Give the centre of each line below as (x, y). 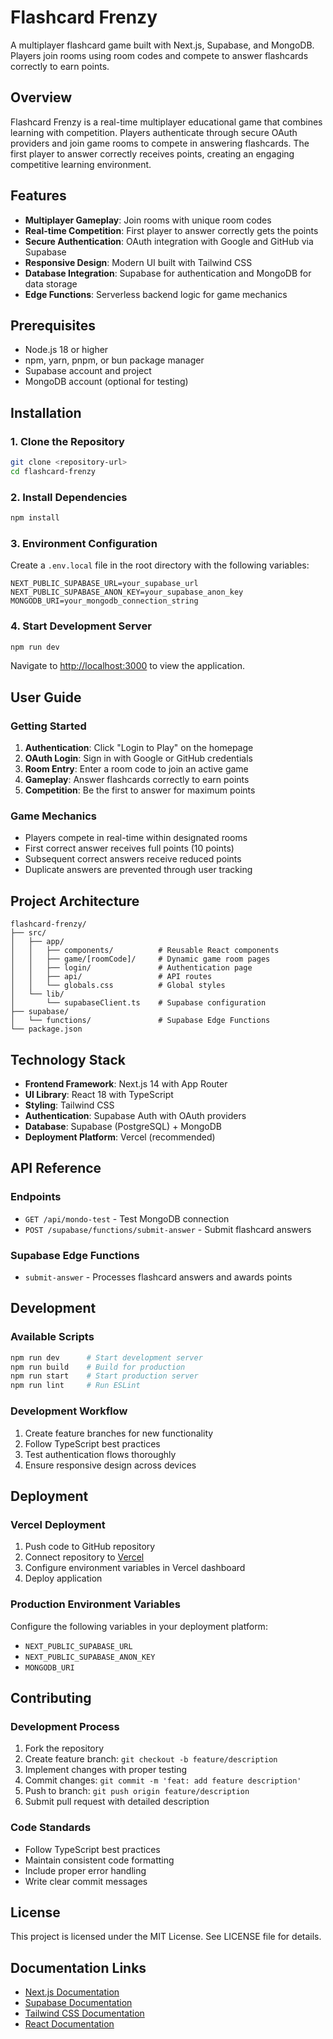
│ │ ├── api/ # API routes (111, 977)
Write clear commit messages (86, 1881)
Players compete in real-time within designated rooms (136, 838)
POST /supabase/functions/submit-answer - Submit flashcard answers (168, 1229)
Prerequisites (53, 325)
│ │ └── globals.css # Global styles (118, 986)
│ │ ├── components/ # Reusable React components (145, 951)
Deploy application (63, 1578)
